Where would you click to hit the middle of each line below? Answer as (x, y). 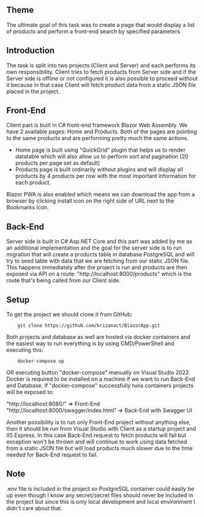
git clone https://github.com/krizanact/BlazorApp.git (89, 326)
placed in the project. (33, 91)
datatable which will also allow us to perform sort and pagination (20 (102, 157)
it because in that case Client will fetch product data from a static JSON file (101, 84)
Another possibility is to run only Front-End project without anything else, (99, 422)
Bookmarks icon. (28, 207)
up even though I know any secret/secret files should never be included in (100, 495)
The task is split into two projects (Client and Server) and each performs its (101, 65)
